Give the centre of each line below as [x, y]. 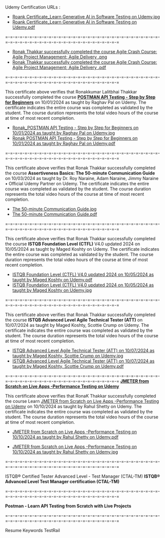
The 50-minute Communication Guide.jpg [54, 209]
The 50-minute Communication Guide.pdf [55, 214]
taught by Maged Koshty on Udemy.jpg [52, 290]
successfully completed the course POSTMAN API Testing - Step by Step [80, 97]
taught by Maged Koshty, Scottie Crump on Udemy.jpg [68, 356]
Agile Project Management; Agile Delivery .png [60, 57]
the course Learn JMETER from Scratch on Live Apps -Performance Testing [82, 401]
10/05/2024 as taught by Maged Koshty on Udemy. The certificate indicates [82, 249]
